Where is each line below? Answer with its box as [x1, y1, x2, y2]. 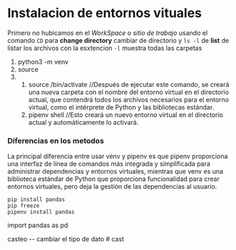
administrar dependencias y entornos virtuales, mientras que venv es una [7, 167, 223, 176]
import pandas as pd [7, 221, 68, 229]
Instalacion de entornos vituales [7, 5, 202, 21]
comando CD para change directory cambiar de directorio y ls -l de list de [7, 36, 230, 44]
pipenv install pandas [7, 209, 75, 216]
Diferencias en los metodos [7, 135, 105, 145]
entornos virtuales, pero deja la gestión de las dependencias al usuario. [7, 182, 217, 191]
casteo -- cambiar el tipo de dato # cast [7, 235, 125, 244]
